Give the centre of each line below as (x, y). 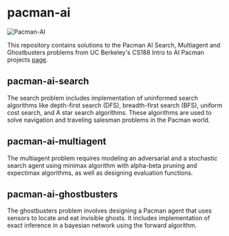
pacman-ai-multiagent (57, 141)
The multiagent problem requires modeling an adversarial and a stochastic (112, 158)
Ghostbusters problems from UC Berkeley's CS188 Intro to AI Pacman (106, 52)
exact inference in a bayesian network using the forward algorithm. (102, 226)
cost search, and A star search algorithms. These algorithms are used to (109, 112)
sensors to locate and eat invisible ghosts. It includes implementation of (109, 218)
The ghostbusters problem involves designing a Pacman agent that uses (109, 211)
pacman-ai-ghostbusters (63, 194)
